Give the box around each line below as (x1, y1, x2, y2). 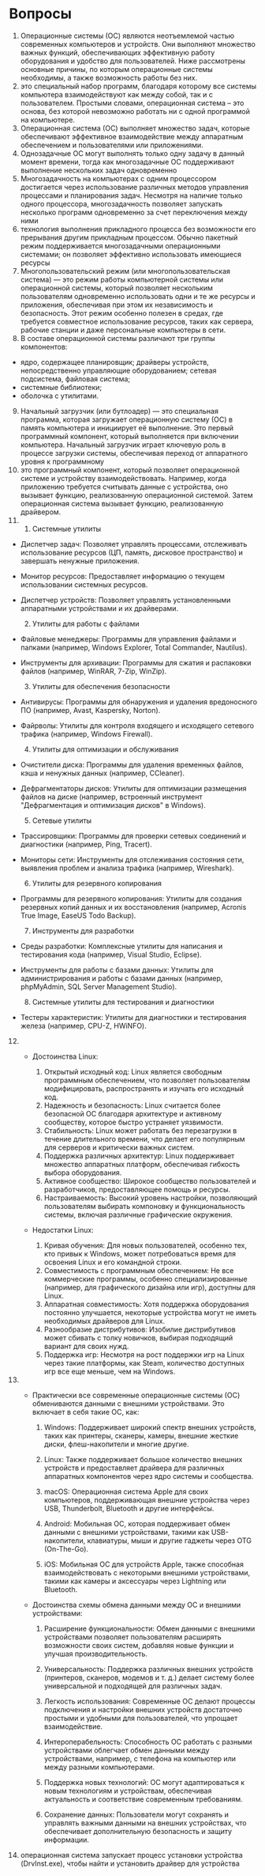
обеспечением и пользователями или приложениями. (20, 140, 203, 150)
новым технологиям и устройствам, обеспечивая (43, 1786, 212, 1795)
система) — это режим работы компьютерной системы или (20, 275, 224, 284)
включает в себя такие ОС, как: (32, 1407, 140, 1416)
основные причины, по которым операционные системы (20, 64, 213, 74)
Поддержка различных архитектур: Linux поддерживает (43, 1150, 235, 1160)
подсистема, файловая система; (20, 373, 131, 384)
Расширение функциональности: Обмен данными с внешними (43, 1624, 256, 1633)
